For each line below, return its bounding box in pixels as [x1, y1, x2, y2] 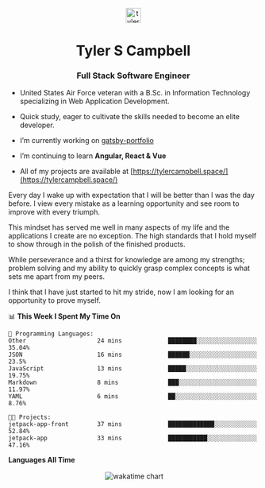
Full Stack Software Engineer [76, 70, 190, 81]
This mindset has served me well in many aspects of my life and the [8, 223, 230, 232]
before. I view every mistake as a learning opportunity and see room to [8, 199, 240, 208]
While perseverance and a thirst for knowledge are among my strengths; [8, 255, 245, 265]
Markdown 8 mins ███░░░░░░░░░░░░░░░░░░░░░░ [8, 378, 258, 387]
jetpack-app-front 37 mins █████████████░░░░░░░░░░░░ [8, 420, 258, 428]
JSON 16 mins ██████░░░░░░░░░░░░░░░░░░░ [8, 351, 258, 359]
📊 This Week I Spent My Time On [8, 312, 121, 321]
